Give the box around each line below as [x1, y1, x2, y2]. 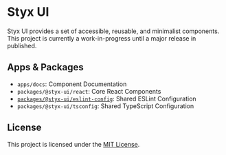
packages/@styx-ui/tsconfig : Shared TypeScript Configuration [16, 101, 194, 110]
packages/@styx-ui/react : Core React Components [16, 87, 161, 95]
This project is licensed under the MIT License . [7, 140, 140, 148]
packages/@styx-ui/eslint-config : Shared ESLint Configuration [16, 94, 197, 103]
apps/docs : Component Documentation [16, 80, 127, 88]
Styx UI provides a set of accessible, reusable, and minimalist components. [7, 27, 220, 35]
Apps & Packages [7, 61, 84, 73]
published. [7, 41, 37, 50]
